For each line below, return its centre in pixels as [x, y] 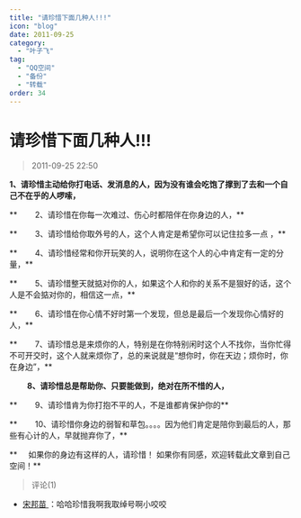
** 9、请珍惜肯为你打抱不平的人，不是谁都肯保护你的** [119, 405]
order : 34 [28, 93]
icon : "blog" [34, 26]
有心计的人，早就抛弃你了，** [72, 436]
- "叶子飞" [35, 51]
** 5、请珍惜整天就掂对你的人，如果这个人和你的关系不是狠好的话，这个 [150, 284]
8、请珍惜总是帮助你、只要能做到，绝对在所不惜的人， [128, 386]
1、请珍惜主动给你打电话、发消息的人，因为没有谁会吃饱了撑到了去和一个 [145, 185]
